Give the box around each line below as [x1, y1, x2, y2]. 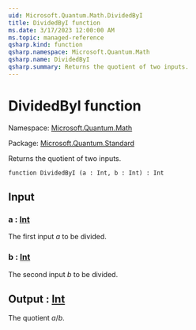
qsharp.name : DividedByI [8, 56, 90, 64]
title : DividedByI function [8, 19, 101, 27]
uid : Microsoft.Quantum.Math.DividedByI [8, 11, 144, 20]
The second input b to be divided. [8, 269, 119, 279]
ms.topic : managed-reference [8, 33, 104, 42]
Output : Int [8, 293, 66, 306]
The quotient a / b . [8, 313, 65, 323]
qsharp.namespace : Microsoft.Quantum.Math [8, 48, 150, 56]
